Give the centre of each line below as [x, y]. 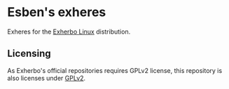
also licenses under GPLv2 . [47, 78]
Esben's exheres [57, 12]
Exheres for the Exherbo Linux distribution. [69, 32]
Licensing [29, 54]
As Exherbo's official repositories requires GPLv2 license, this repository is [115, 70]
